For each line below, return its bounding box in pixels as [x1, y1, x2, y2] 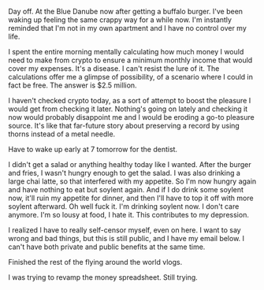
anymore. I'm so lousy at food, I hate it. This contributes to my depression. [8, 210, 250, 219]
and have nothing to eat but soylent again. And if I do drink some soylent [8, 185, 244, 194]
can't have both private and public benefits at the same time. [8, 242, 206, 251]
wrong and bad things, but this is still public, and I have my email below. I [8, 234, 245, 243]
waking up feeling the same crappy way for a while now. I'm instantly [8, 15, 232, 24]
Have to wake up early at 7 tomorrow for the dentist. [8, 145, 178, 154]
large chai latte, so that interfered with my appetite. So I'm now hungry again [8, 177, 257, 186]
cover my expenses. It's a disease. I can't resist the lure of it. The [8, 64, 220, 73]
